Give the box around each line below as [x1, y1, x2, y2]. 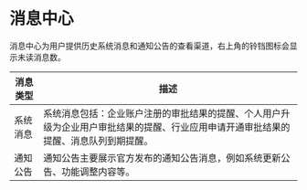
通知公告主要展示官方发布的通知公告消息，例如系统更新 [42, 152, 281, 164]
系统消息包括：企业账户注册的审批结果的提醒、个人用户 [42, 107, 281, 120]
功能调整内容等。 [60, 165, 135, 178]
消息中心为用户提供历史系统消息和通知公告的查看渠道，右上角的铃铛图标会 [9, 40, 290, 51]
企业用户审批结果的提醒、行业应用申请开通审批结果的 [60, 121, 291, 133]
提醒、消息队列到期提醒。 [42, 134, 153, 147]
